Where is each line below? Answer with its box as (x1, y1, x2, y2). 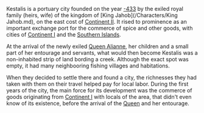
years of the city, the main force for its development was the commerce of (6, 87, 192, 94)
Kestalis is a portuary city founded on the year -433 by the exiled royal (6, 5, 184, 12)
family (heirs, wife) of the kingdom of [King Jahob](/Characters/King (6, 12, 178, 19)
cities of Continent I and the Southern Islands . (6, 31, 121, 38)
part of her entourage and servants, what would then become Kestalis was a (6, 49, 198, 56)
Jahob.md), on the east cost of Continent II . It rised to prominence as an (6, 18, 187, 25)
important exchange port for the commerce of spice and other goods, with (6, 24, 193, 32)
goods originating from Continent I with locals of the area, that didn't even (6, 94, 192, 100)
